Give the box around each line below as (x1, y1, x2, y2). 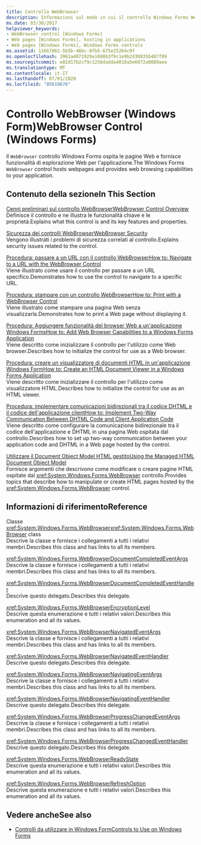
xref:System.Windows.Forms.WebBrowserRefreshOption (6, 780, 147, 787)
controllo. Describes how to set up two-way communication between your (6, 434, 187, 441)
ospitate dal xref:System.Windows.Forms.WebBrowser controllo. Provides (6, 471, 187, 479)
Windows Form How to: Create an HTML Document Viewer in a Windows (6, 365, 184, 372)
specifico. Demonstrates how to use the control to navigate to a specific (6, 273, 182, 280)
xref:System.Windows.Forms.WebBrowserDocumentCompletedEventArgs (6, 555, 188, 562)
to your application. (6, 172, 54, 179)
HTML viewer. (6, 391, 41, 398)
